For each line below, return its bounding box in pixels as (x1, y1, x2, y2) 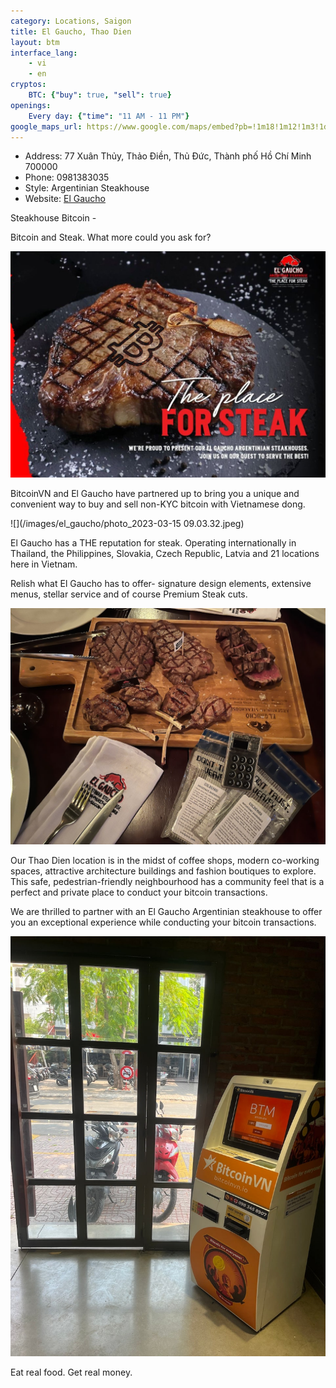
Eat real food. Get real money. (10, 1366, 133, 1379)
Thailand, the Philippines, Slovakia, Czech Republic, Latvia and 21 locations (10, 548, 320, 560)
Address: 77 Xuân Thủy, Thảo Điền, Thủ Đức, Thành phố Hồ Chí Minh (24, 150, 312, 162)
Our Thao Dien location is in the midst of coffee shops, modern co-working (10, 855, 320, 867)
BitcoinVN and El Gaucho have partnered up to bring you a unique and (10, 488, 300, 500)
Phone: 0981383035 (24, 171, 110, 184)
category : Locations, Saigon (10, 16, 132, 26)
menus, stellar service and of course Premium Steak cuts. (10, 588, 248, 600)
